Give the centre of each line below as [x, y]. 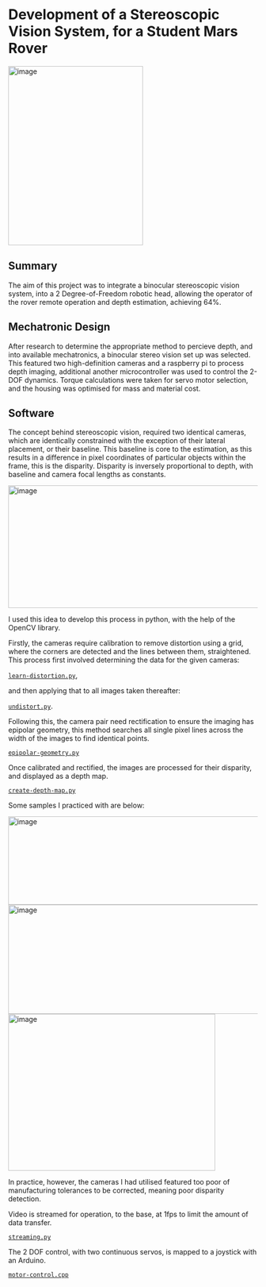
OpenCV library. [34, 628]
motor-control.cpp [38, 1275]
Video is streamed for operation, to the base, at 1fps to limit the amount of [129, 1214]
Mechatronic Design [59, 327]
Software [31, 413]
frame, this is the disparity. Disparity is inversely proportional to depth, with [131, 466]
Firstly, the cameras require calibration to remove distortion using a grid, [126, 643]
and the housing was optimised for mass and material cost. [104, 388]
